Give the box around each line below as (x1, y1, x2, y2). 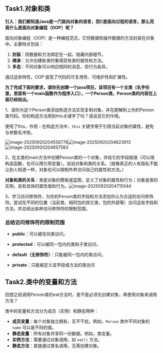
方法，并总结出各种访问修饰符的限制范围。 (5, 205, 90, 211)
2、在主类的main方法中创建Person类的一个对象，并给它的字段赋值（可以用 (5, 154, 155, 160)
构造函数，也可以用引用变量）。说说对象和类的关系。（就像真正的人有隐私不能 (5, 160, 158, 166)
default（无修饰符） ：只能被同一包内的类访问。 (12, 252, 106, 257)
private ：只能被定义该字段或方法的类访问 (12, 262, 95, 268)
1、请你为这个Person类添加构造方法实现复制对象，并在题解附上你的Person (5, 107, 154, 113)
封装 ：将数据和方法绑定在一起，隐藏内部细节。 (12, 51, 106, 57)
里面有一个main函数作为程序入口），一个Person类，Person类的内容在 (13, 90, 153, 96)
